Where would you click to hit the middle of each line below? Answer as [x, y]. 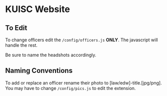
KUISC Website [38, 9]
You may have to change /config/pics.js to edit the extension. [71, 88]
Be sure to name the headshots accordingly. [51, 55]
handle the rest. [21, 45]
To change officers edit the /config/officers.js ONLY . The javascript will [81, 40]
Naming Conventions [39, 71]
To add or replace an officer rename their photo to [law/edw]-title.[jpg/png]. [83, 83]
